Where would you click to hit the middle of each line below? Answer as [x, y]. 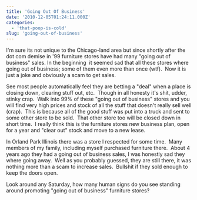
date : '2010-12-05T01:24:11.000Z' [49, 17]
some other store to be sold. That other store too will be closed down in [94, 118]
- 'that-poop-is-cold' [39, 28]
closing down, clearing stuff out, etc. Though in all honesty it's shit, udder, [96, 93]
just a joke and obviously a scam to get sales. [61, 75]
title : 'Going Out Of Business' [46, 11]
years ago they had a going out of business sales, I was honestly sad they [96, 154]
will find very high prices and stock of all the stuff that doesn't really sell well [99, 105]
